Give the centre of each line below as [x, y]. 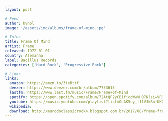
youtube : [19, 102]
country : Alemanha [24, 55]
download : [20, 111]
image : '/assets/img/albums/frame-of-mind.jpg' [56, 28]
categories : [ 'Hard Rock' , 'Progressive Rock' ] [56, 65]
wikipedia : [21, 106]
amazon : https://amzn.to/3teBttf [44, 83]
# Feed [12, 19]
